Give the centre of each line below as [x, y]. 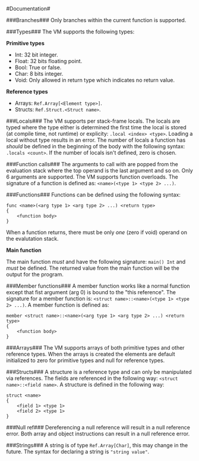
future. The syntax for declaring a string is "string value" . [78, 451]
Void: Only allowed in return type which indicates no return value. [95, 80]
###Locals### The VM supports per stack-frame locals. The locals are [93, 121]
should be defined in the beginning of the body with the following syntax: [96, 146]
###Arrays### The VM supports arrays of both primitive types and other [96, 348]
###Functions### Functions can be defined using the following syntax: [94, 195]
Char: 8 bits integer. [39, 74]
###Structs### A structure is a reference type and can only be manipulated [99, 372]
